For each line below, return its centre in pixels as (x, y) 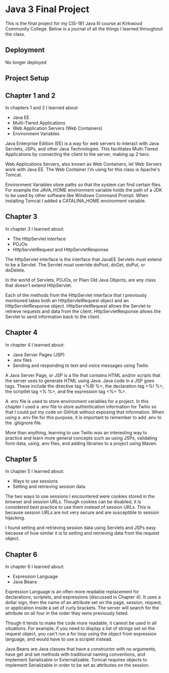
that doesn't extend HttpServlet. (39, 285)
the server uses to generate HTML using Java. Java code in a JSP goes (80, 381)
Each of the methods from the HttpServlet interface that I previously (76, 295)
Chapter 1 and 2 (30, 96)
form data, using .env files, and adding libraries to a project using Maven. (81, 443)
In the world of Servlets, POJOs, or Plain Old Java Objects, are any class (80, 280)
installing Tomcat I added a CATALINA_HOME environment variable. (76, 201)
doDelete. (15, 270)
